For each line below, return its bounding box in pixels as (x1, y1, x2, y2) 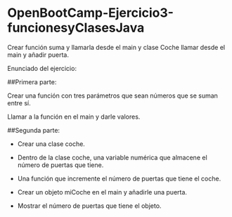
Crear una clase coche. (17, 139, 86, 148)
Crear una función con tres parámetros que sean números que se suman (7, 91, 218, 100)
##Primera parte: (7, 77, 57, 86)
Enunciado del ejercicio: (7, 64, 77, 72)
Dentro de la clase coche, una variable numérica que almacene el (17, 153, 207, 162)
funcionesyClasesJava (7, 20, 145, 36)
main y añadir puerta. (7, 51, 69, 59)
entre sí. (7, 98, 31, 107)
